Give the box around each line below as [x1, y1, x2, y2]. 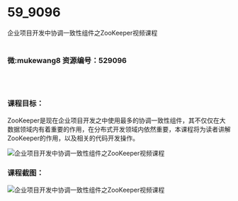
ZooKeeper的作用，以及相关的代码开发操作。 [7, 134, 140, 142]
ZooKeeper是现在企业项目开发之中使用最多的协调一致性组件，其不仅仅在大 [7, 116, 226, 125]
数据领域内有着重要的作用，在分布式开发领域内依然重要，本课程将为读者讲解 [7, 125, 231, 133]
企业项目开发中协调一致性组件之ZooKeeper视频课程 [7, 28, 158, 37]
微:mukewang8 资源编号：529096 [7, 55, 127, 65]
